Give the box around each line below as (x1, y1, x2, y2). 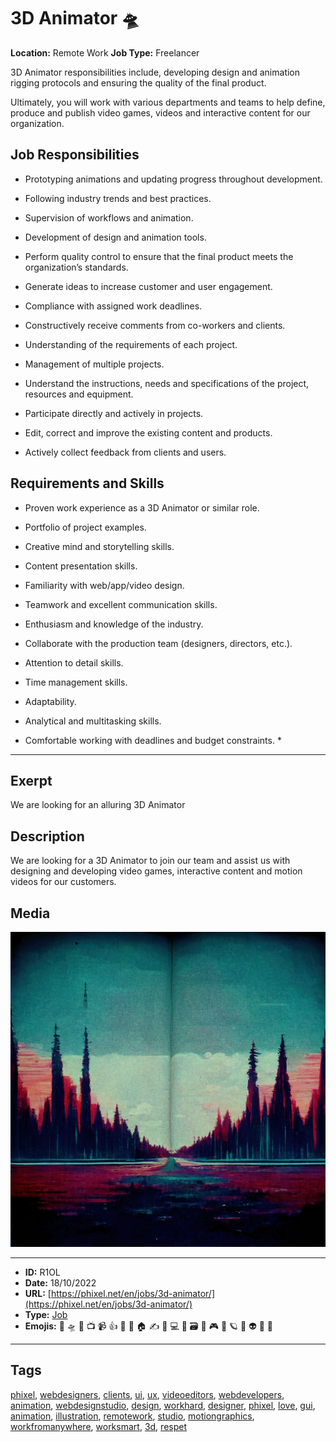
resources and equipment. (24, 388, 134, 400)
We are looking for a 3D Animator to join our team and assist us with (10, 855, 291, 867)
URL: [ (24, 1288, 52, 1299)
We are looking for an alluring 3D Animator (10, 799, 186, 811)
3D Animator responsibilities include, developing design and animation (10, 66, 301, 78)
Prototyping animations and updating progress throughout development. (24, 173, 323, 185)
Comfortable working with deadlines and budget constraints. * (24, 734, 282, 746)
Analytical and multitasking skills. (24, 715, 162, 727)
